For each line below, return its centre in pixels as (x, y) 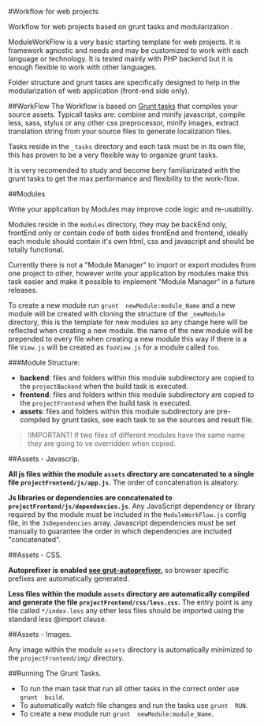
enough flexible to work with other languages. (83, 67)
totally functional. (36, 249)
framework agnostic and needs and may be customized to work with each (128, 50)
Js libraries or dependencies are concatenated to (90, 498)
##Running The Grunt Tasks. (55, 673)
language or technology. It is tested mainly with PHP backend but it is (121, 59)
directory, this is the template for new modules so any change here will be (128, 322)
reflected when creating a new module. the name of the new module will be (131, 330)
